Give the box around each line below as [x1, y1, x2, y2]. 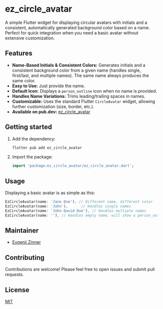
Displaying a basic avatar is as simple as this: [5, 190, 96, 196]
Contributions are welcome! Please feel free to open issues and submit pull [5, 267, 155, 272]
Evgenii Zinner [12, 239, 41, 245]
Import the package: [12, 154, 53, 160]
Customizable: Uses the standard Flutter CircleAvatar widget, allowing [12, 98, 155, 104]
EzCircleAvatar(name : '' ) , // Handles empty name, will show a [5, 213, 136, 218]
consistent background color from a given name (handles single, [12, 67, 141, 73]
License [5, 286, 30, 294]
